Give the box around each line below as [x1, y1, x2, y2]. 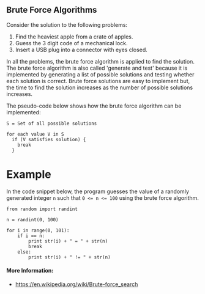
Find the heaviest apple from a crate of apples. [15, 33, 133, 40]
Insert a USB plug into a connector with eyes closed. [15, 46, 148, 53]
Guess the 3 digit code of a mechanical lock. [15, 39, 128, 46]
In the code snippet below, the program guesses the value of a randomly [6, 188, 190, 195]
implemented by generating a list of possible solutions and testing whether [6, 70, 195, 78]
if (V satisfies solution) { [12, 136, 86, 142]
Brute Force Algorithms [6, 5, 97, 15]
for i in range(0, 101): [6, 227, 70, 233]
